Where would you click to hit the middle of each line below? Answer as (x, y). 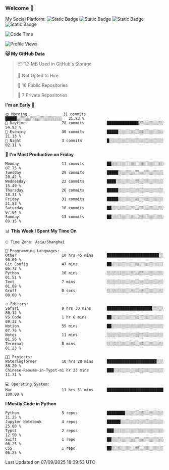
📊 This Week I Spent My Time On (41, 231)
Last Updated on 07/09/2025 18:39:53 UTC (50, 462)
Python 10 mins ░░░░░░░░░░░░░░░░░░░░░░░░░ (84, 273)
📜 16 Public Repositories (43, 85)
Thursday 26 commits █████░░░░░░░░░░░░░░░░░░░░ (84, 191)
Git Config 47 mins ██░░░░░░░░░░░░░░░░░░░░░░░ (84, 264)
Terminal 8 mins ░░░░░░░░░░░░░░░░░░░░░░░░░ (84, 344)
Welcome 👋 (19, 8)
